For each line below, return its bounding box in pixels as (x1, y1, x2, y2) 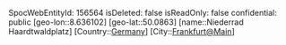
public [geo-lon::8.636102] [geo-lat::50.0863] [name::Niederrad (8, 17, 244, 27)
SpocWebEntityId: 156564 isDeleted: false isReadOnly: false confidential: (8, 8, 277, 18)
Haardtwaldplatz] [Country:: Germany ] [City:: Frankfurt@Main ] (8, 26, 235, 36)
